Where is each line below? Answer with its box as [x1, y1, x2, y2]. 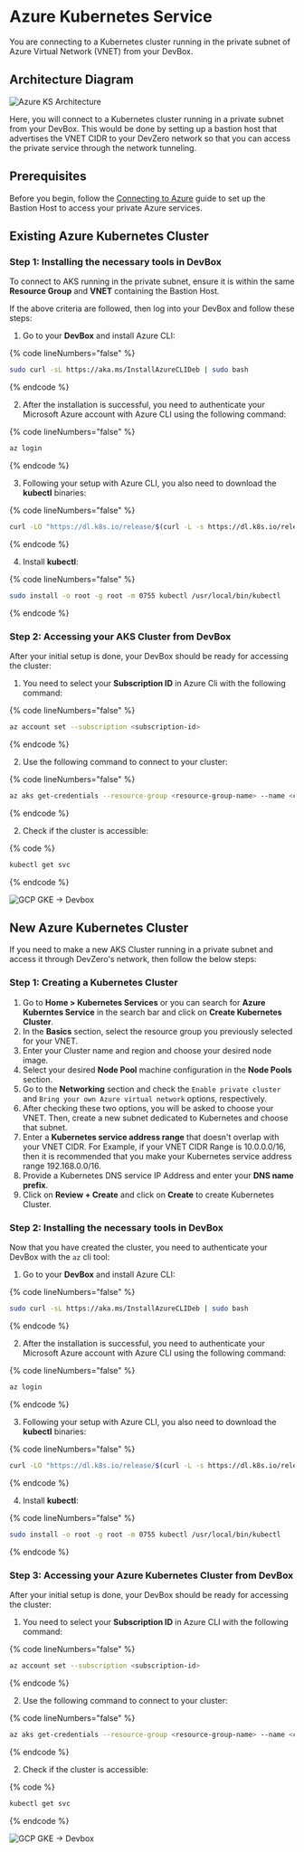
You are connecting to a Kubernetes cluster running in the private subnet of [9, 36, 291, 47]
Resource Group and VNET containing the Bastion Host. [9, 286, 220, 297]
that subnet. [22, 1121, 68, 1132]
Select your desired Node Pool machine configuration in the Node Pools [22, 1064, 292, 1075]
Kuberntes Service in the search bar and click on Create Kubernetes [22, 1006, 282, 1017]
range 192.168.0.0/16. [22, 1160, 101, 1171]
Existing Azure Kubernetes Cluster [9, 228, 210, 243]
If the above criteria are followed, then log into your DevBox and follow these [9, 303, 295, 314]
